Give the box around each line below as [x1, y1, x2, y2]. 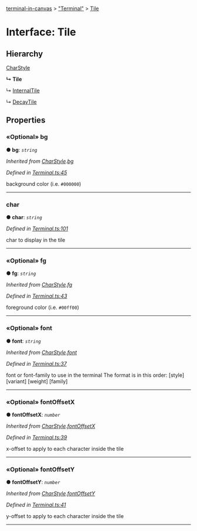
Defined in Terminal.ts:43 [6, 292, 67, 299]
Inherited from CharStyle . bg [6, 158, 74, 165]
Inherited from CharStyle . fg [6, 281, 73, 288]
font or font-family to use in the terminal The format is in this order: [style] [6, 372, 185, 379]
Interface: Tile [6, 26, 76, 39]
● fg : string [6, 270, 36, 277]
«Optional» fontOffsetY [6, 465, 75, 474]
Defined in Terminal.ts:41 [6, 501, 66, 509]
